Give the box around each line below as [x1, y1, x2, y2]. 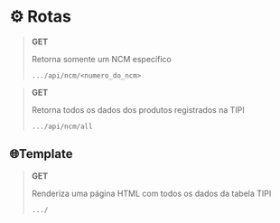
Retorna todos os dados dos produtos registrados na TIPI [31, 104, 246, 115]
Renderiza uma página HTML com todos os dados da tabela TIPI [31, 188, 272, 199]
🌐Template [9, 146, 73, 162]
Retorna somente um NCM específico [31, 53, 172, 64]
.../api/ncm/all [31, 122, 93, 131]
